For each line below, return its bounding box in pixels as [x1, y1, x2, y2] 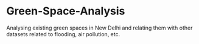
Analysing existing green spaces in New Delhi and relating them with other [6, 24, 193, 31]
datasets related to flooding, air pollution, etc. [6, 30, 120, 37]
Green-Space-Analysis [6, 4, 125, 18]
